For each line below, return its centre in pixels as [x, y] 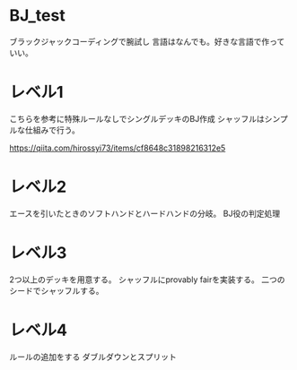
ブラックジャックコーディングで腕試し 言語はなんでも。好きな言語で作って [147, 41]
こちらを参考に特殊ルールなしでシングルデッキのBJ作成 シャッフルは [137, 118]
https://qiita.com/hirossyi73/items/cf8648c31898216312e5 [118, 148]
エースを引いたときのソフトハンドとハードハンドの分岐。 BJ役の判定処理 [145, 213]
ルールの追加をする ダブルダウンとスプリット [93, 357]
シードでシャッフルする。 [57, 290]
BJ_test [37, 16]
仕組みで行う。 [52, 130]
